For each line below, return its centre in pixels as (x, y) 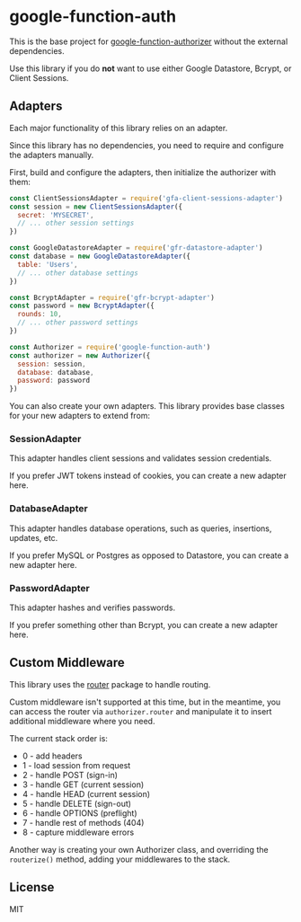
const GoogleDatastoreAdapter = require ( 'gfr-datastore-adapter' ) (136, 248)
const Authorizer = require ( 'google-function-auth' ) (110, 347)
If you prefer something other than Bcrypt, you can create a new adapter (144, 625)
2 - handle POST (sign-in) (70, 775)
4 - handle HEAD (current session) (86, 793)
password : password (54, 381)
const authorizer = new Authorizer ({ (80, 355)
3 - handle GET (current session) (83, 785)
